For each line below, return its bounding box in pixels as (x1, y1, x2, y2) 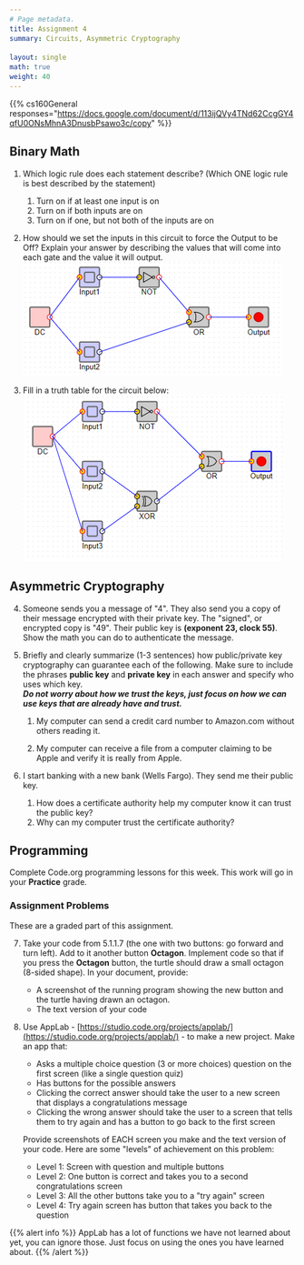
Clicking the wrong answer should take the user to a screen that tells (35, 1106, 293, 1118)
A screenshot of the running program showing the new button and (35, 984, 284, 995)
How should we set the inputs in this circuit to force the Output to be (22, 232, 279, 243)
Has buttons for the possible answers (35, 1078, 177, 1089)
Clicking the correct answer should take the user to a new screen (35, 1087, 280, 1098)
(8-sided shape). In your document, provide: (22, 967, 189, 978)
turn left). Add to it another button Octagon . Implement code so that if (22, 947, 284, 959)
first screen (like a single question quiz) (35, 1068, 184, 1079)
